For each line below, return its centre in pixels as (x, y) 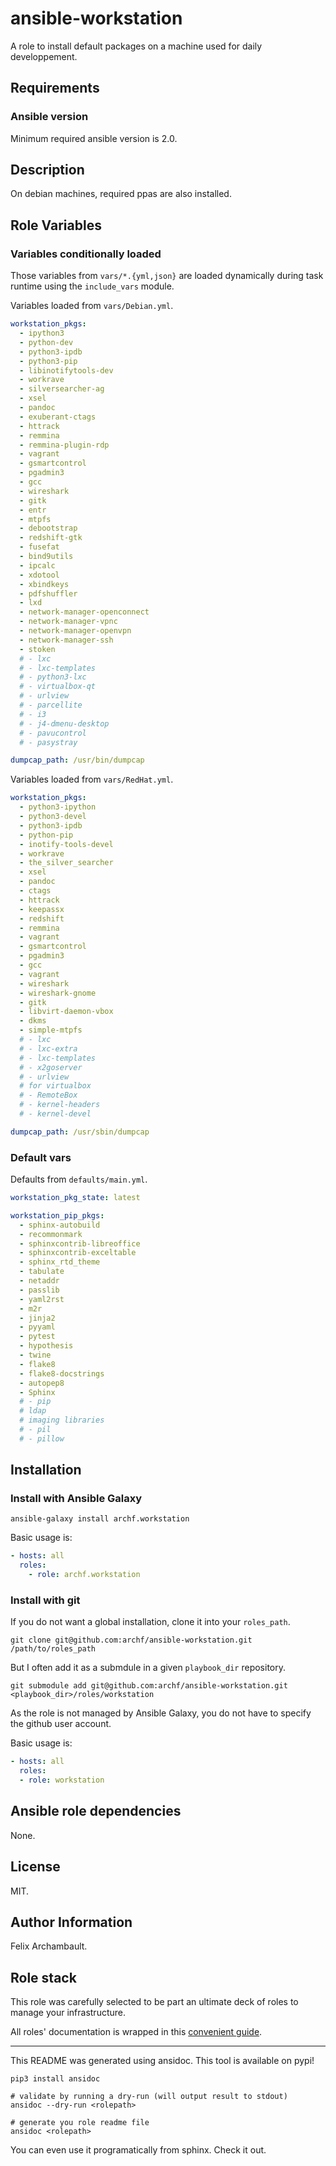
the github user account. (61, 1724)
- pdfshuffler (48, 593)
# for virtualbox (55, 1086)
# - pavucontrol (53, 733)
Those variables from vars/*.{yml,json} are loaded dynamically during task (167, 276)
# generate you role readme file (80, 2123)
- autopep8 (42, 1383)
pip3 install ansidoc (55, 2079)
